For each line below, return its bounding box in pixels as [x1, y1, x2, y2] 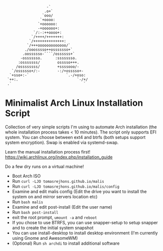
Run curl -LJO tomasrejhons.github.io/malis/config [12, 183, 120, 189]
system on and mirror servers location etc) [12, 193, 98, 199]
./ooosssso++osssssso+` [24, 47, 73, 52]
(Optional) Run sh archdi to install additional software [12, 240, 120, 246]
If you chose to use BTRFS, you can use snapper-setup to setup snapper [12, 219, 158, 225]
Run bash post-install [12, 209, 58, 215]
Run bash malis [12, 199, 43, 205]
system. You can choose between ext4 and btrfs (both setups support [5, 134, 146, 140]
